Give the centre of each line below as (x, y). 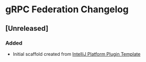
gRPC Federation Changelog (67, 9)
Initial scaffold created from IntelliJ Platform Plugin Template (77, 54)
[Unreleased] (27, 28)
